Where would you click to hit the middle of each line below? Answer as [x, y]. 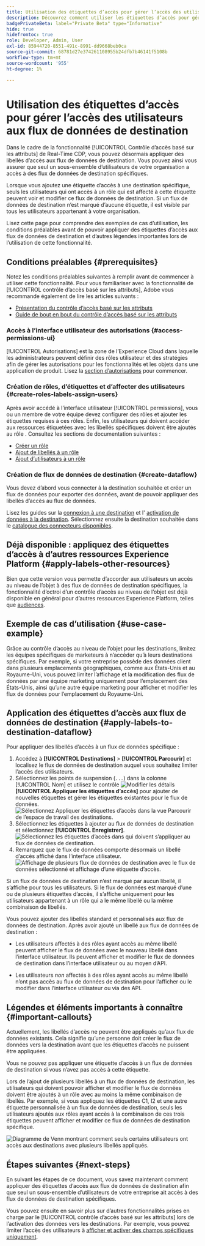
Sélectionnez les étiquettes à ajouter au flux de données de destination [104, 824]
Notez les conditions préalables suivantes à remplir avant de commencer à [100, 277]
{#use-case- [142, 624]
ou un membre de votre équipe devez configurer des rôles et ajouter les [97, 414]
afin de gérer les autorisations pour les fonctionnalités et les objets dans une [103, 364]
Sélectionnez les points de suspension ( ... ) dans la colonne [91, 778]
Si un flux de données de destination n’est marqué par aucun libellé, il [94, 881]
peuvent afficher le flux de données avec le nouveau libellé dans [96, 950]
